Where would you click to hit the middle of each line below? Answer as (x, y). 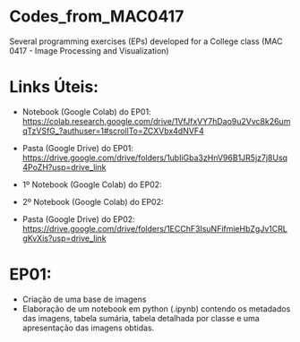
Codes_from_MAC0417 (97, 17)
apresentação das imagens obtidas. (88, 328)
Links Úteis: (54, 87)
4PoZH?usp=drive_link (64, 167)
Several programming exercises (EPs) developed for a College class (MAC (146, 41)
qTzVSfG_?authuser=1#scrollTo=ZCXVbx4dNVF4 (113, 131)
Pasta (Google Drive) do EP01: (78, 148)
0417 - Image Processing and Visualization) (89, 50)
